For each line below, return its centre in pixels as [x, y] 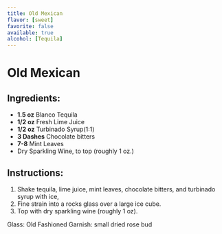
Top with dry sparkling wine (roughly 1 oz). [77, 211]
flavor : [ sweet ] [30, 20]
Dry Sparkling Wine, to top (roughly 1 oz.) [75, 151]
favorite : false [30, 26]
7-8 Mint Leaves [40, 144]
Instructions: [35, 173]
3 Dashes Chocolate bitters [56, 137]
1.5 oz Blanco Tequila [47, 115]
